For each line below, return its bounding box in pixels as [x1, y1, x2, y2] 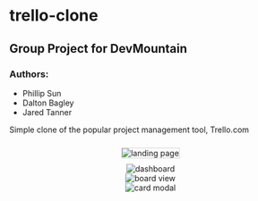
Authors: [9, 68, 49, 80]
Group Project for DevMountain [9, 41, 188, 56]
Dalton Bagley [21, 97, 74, 108]
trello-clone [9, 5, 99, 26]
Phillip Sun [21, 88, 62, 98]
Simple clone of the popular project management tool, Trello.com [9, 124, 249, 135]
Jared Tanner [21, 106, 73, 117]
